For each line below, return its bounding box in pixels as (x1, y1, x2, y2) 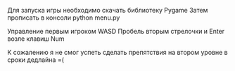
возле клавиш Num (7, 34, 65, 43)
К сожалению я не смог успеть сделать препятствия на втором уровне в (7, 49, 228, 56)
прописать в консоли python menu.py (7, 13, 120, 22)
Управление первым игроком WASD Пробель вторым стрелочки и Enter (7, 27, 225, 35)
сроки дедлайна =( (7, 56, 65, 64)
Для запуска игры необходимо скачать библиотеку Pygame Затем (7, 6, 208, 14)
